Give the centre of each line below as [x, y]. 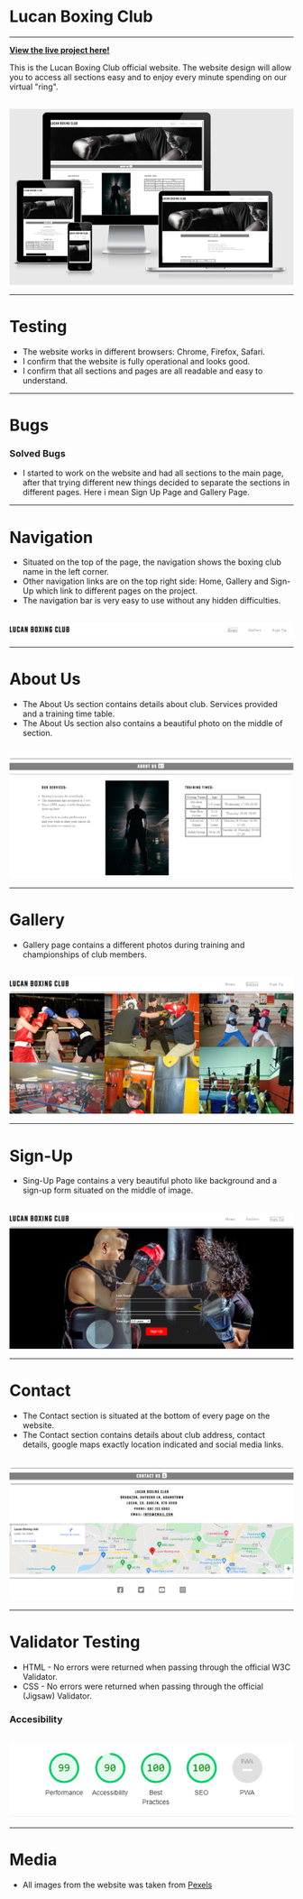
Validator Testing [75, 1641]
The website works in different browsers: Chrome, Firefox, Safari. [144, 351]
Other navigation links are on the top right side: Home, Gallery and [145, 581]
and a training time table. [69, 714]
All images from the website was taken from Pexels [117, 1885]
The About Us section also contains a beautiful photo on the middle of [152, 723]
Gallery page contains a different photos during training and [133, 945]
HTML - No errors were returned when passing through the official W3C [156, 1667]
